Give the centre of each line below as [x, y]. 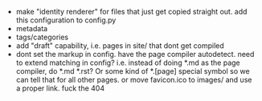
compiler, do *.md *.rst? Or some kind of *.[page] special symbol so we [133, 71]
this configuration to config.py [66, 20]
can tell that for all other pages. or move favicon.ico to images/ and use [134, 80]
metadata [32, 28]
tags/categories [42, 37]
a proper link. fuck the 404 [60, 88]
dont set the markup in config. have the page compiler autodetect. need [135, 54]
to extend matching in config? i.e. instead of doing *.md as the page [128, 63]
